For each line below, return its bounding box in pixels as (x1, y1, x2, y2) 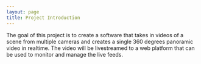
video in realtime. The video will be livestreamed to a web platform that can (6, 44, 195, 52)
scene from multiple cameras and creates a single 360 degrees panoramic (6, 38, 194, 45)
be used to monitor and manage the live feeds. (6, 51, 124, 58)
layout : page (6, 9, 40, 15)
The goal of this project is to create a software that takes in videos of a (6, 31, 184, 38)
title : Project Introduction (6, 15, 80, 21)
